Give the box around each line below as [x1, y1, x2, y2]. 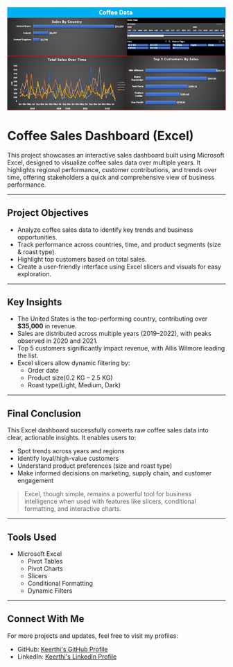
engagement [17, 476, 54, 485]
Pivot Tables [27, 557, 63, 566]
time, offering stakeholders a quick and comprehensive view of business [7, 173, 215, 181]
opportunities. [17, 233, 58, 241]
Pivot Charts [27, 564, 64, 573]
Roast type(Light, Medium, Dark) [27, 381, 121, 389]
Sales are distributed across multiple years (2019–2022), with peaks [17, 330, 212, 338]
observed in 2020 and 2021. [17, 337, 98, 345]
